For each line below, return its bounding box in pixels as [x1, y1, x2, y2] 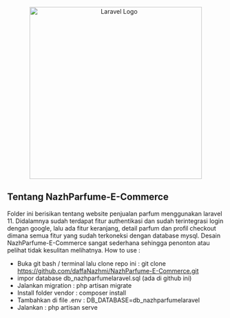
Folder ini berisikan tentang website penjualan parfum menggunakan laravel [7, 209, 222, 218]
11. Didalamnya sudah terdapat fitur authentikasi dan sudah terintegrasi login [7, 217, 224, 225]
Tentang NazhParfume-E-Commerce [7, 191, 169, 203]
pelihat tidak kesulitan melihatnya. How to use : [7, 246, 141, 254]
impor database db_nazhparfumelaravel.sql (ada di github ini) [17, 274, 192, 282]
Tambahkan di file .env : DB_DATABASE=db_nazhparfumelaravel [17, 296, 200, 304]
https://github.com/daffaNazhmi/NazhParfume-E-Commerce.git [17, 266, 199, 275]
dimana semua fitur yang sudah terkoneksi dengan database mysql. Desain [7, 231, 221, 240]
